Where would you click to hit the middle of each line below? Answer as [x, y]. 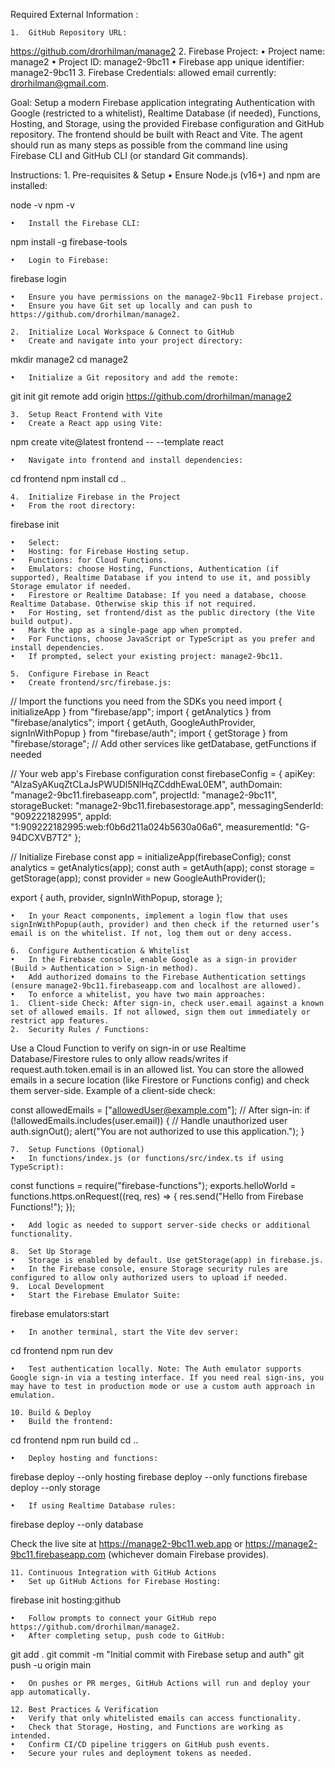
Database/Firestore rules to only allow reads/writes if [119, 1058]
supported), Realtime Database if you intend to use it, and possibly [160, 578]
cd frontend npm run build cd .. [74, 1440]
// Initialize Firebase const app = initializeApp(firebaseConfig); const [150, 857]
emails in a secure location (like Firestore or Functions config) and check [160, 1080]
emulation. [33, 1395]
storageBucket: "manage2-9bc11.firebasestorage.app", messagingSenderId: [167, 805]
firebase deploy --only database [77, 1524]
